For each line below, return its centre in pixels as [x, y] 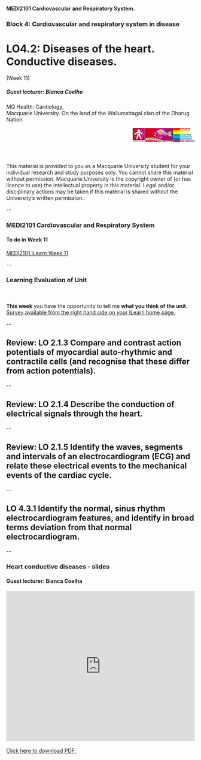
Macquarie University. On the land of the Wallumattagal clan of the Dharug [98, 113]
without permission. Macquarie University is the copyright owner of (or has [99, 179]
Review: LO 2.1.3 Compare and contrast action [94, 343]
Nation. [15, 119]
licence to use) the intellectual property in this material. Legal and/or [90, 185]
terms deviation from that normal [69, 527]
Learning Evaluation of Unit [47, 280]
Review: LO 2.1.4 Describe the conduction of [90, 404]
